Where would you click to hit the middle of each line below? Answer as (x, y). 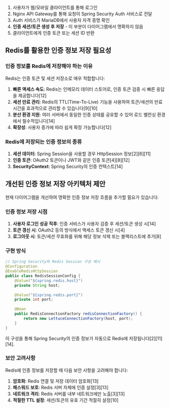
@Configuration (21, 267)
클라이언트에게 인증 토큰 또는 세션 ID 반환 (54, 33)
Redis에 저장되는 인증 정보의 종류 (44, 141)
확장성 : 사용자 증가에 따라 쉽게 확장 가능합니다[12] (62, 127)
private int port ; (34, 300)
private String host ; (37, 285)
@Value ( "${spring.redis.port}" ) (49, 295)
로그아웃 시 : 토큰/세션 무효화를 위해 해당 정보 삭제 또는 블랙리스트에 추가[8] (87, 237)
